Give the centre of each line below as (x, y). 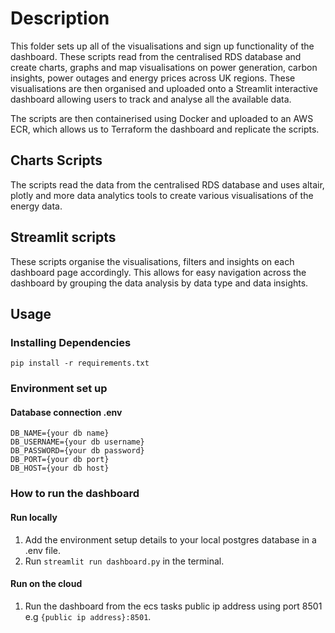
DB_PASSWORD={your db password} (77, 451)
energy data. (36, 206)
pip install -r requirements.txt (80, 363)
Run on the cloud (46, 584)
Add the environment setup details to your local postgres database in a (170, 539)
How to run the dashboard (75, 494)
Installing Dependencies (71, 342)
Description (60, 18)
